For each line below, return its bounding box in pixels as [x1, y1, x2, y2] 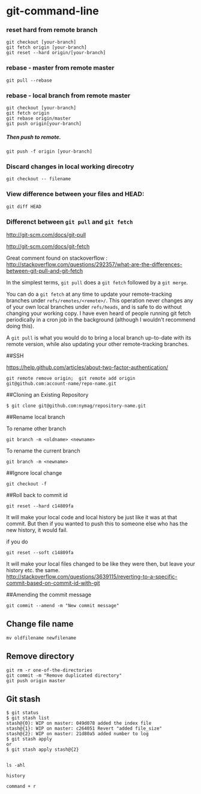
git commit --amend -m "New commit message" [6, 602, 119, 608]
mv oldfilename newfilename [6, 635, 77, 641]
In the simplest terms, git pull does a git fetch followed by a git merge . [6, 278, 188, 286]
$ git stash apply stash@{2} [6, 747, 79, 753]
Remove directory [6, 651, 75, 662]
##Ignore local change [6, 469, 62, 476]
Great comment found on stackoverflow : [6, 254, 108, 261]
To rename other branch [6, 425, 66, 432]
